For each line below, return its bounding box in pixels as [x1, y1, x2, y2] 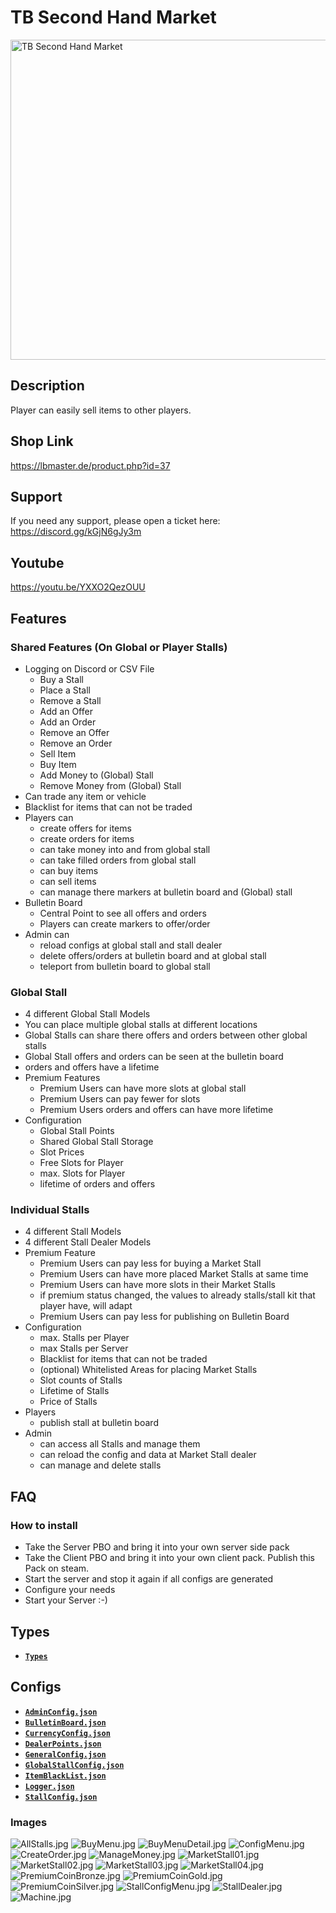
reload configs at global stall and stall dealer [39, 939, 223, 951]
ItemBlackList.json [24, 1771, 107, 1781]
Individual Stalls [10, 1203, 90, 1217]
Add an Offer [39, 705, 93, 717]
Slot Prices [39, 1146, 85, 1158]
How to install [10, 1518, 78, 1532]
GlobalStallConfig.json [24, 1760, 125, 1770]
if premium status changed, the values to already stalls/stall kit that [39, 1289, 316, 1301]
